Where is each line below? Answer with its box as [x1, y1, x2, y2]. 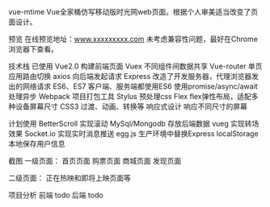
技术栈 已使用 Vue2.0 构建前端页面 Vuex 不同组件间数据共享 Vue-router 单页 [8, 61, 263, 71]
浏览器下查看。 [8, 44, 58, 54]
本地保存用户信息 [8, 139, 65, 148]
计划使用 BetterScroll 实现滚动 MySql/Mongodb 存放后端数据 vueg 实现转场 [8, 119, 259, 128]
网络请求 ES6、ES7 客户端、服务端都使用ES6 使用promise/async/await [22, 81, 259, 91]
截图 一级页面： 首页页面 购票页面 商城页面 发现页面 [8, 156, 182, 165]
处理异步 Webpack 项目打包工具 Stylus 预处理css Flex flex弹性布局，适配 [8, 92, 252, 101]
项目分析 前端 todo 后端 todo [8, 190, 103, 200]
